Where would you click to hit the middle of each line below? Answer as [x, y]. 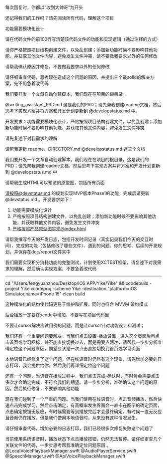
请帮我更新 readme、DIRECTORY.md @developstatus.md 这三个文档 [75, 149]
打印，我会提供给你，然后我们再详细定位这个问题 [59, 365]
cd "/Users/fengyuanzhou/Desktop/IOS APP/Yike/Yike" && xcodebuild [77, 283]
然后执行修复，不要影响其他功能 [46, 388]
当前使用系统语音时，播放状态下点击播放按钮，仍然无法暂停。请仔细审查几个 [83, 439]
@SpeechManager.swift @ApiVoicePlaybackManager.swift [65, 456]
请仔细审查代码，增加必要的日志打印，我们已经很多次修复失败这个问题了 [79, 428]
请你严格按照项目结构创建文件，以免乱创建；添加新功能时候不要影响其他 [79, 50]
